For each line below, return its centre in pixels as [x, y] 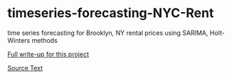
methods [45, 40]
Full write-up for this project [48, 54]
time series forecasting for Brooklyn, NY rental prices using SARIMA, [108, 33]
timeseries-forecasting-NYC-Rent [111, 13]
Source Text [25, 68]
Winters [19, 40]
